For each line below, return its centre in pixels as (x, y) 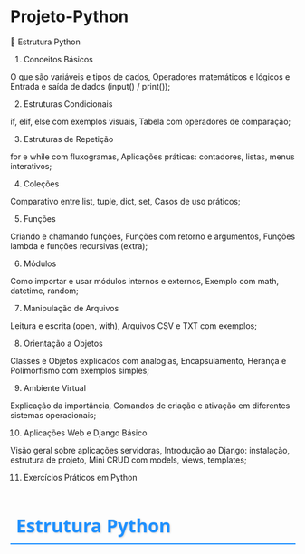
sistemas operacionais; (53, 415)
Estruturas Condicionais (68, 104)
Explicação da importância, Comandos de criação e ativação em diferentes (150, 406)
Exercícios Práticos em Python (80, 477)
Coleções (41, 184)
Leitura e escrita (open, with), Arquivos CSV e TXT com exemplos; (133, 325)
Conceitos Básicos (58, 59)
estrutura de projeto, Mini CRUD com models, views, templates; (129, 460)
